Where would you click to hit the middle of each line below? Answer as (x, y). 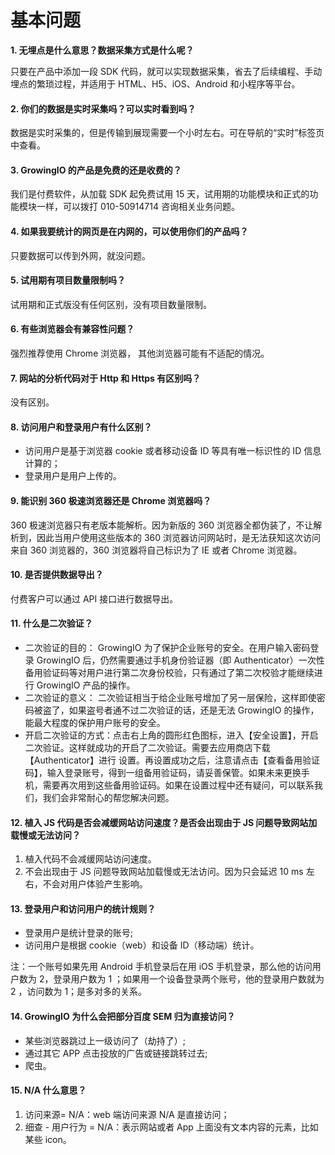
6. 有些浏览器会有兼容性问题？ (72, 329)
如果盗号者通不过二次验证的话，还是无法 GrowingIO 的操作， (194, 710)
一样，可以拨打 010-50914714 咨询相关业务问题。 (138, 207)
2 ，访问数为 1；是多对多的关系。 (79, 992)
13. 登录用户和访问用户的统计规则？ (83, 908)
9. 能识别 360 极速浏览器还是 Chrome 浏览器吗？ (111, 500)
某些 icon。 (48, 1139)
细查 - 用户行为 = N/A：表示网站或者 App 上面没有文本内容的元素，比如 (171, 1127)
